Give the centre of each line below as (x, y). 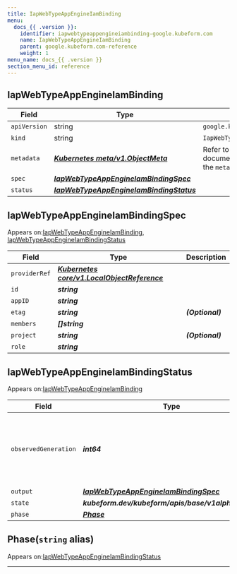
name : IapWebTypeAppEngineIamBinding (75, 40)
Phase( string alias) (50, 540)
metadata (25, 159)
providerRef (31, 274)
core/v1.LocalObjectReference (110, 278)
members (24, 324)
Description (206, 257)
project (24, 335)
